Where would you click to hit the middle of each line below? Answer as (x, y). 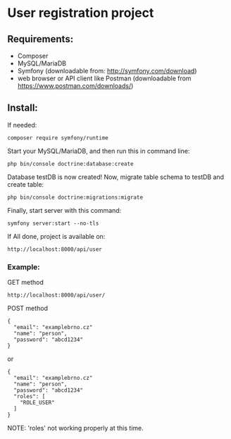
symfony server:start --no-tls (53, 223)
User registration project (81, 13)
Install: (23, 108)
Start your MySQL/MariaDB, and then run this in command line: (99, 151)
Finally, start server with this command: (64, 210)
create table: (26, 184)
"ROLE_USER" (37, 403)
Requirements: (40, 39)
